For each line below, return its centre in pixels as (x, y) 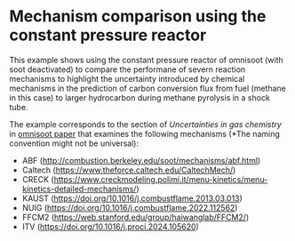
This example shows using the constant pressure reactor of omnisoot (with (147, 60)
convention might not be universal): (74, 143)
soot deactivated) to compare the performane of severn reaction (128, 69)
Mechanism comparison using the (138, 16)
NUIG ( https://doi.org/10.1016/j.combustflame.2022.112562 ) (130, 207)
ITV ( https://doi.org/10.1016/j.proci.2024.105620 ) (111, 226)
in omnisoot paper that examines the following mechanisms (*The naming (144, 133)
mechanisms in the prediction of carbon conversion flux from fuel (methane (147, 88)
